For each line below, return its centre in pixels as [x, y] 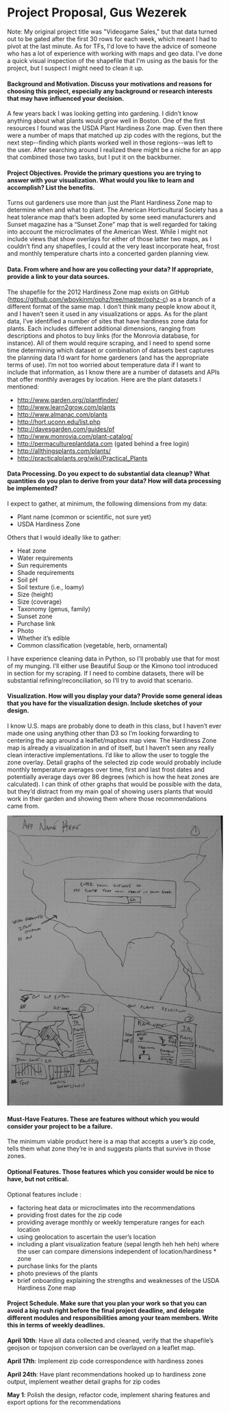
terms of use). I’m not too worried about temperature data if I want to [104, 365]
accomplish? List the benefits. [51, 187]
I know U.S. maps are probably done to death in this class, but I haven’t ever [114, 726]
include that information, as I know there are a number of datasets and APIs [114, 372]
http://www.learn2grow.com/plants [66, 407]
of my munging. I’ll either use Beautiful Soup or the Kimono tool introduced [112, 665]
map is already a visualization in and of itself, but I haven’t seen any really [111, 748]
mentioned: [23, 386]
